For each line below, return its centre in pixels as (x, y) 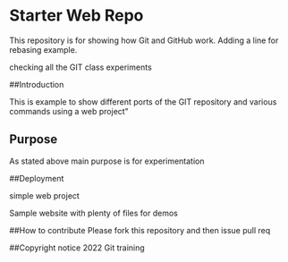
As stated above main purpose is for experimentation (107, 161)
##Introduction (37, 84)
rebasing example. (43, 49)
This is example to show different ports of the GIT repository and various (143, 101)
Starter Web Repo (76, 16)
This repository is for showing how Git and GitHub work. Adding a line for (144, 40)
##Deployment (37, 178)
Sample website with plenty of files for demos (94, 213)
